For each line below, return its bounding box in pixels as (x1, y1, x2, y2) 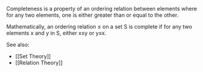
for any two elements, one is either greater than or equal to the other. (6, 11, 179, 19)
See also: (6, 41, 30, 48)
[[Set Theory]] (15, 53, 52, 59)
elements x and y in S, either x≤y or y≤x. (6, 29, 107, 37)
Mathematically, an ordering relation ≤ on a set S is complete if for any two (6, 23, 193, 30)
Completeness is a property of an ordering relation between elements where (6, 5, 198, 12)
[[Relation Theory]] (15, 59, 63, 66)
